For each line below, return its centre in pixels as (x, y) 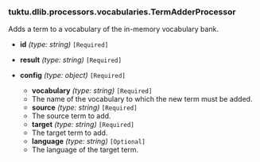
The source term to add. (71, 116)
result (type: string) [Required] (70, 60)
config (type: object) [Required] (72, 75)
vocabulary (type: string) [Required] (92, 91)
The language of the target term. (85, 150)
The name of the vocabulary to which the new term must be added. (142, 99)
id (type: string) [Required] (64, 44)
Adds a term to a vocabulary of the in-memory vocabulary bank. (114, 29)
